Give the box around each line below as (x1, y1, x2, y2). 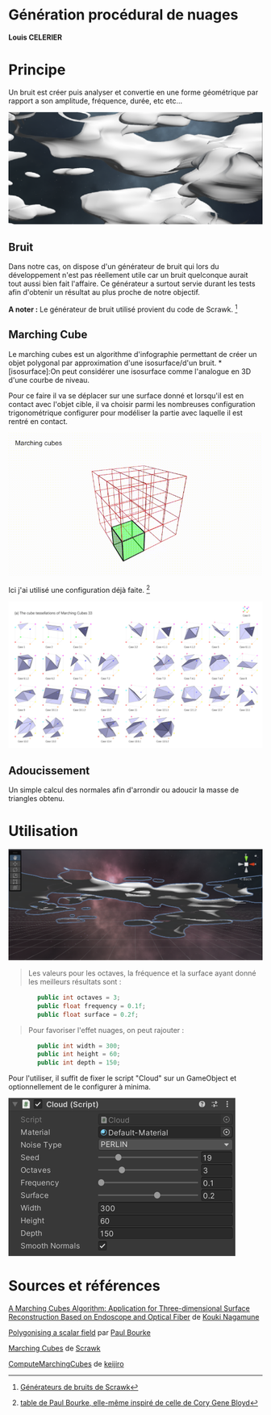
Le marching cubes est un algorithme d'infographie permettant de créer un (8, 349, 257, 359)
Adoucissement (8, 763, 90, 777)
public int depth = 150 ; (37, 1059, 121, 1067)
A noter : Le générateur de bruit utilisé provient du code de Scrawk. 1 (8, 303, 238, 314)
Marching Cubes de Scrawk (8, 1343, 101, 1354)
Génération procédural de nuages (8, 6, 239, 24)
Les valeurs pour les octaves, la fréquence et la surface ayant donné (27, 968, 256, 978)
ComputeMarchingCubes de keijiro (8, 1359, 124, 1369)
